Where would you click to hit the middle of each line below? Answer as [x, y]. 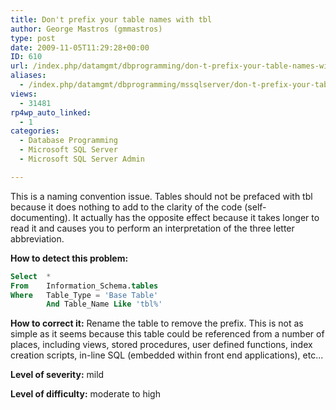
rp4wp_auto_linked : [51, 112]
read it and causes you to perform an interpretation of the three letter [152, 228]
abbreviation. [37, 238]
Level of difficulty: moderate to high [85, 394]
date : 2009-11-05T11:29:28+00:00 [80, 47]
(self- [255, 207]
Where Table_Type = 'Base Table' [84, 295]
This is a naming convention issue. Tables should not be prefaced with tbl [161, 196]
